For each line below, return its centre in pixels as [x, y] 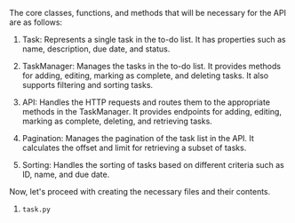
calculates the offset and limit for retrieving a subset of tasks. [134, 147]
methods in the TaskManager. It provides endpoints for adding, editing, [152, 111]
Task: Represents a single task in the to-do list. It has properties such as [154, 40]
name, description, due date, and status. [96, 49]
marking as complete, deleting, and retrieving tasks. [117, 121]
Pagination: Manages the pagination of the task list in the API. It [138, 138]
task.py [36, 210]
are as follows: [36, 22]
